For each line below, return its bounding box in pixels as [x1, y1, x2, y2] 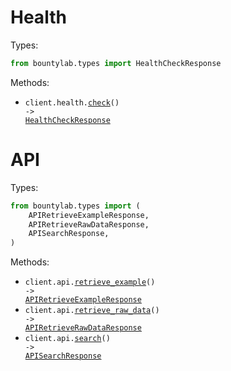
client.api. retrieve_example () [24, 277, 156, 288]
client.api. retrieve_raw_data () [24, 306, 160, 316]
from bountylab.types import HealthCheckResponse [10, 58, 222, 68]
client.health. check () [24, 97, 120, 108]
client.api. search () [24, 334, 111, 344]
